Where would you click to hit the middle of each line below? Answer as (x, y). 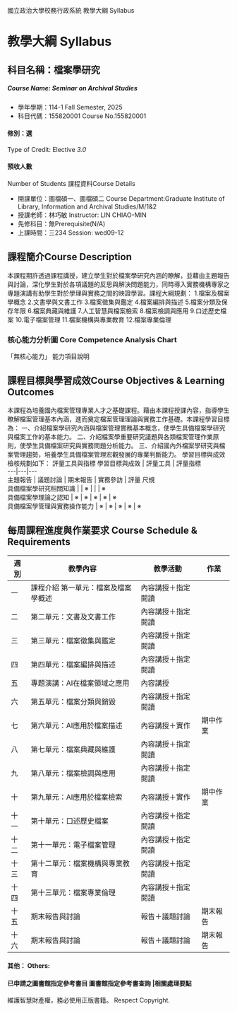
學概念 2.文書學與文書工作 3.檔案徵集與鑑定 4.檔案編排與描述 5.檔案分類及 (115, 302)
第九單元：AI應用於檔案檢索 (77, 797)
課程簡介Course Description (69, 257)
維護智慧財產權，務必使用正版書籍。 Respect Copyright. (89, 1000)
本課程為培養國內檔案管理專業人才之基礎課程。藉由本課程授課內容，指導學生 (119, 410)
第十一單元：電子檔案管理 (73, 845)
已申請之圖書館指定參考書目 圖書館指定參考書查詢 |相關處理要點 (99, 983)
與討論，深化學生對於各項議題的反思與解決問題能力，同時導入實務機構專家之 (119, 284)
